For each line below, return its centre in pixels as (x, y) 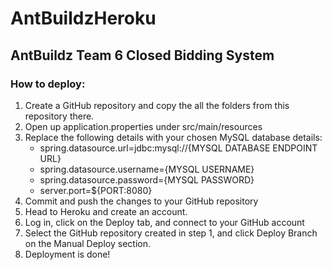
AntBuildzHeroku (83, 18)
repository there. (59, 116)
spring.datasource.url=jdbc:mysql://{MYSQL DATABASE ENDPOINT (178, 148)
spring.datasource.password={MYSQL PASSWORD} (147, 179)
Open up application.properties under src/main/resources (143, 126)
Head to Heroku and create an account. (106, 211)
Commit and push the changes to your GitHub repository (141, 201)
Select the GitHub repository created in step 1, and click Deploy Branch (171, 233)
